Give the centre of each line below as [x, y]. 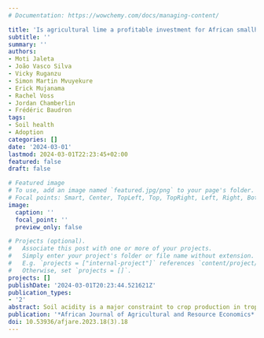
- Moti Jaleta [31, 59]
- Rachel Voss [31, 95]
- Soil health [31, 125]
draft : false [29, 169]
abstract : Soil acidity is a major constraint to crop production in [125, 307]
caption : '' [35, 212]
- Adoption [26, 132]
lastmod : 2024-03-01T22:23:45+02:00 [68, 154]
